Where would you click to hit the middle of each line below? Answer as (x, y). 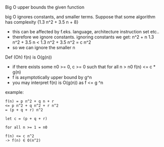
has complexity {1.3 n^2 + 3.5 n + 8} (42, 22)
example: (14, 92)
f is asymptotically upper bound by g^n (52, 77)
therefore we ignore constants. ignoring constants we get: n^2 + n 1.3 (83, 37)
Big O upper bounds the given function (45, 7)
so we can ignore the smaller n (44, 47)
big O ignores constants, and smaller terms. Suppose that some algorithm (80, 17)
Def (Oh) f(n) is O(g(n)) (28, 57)
